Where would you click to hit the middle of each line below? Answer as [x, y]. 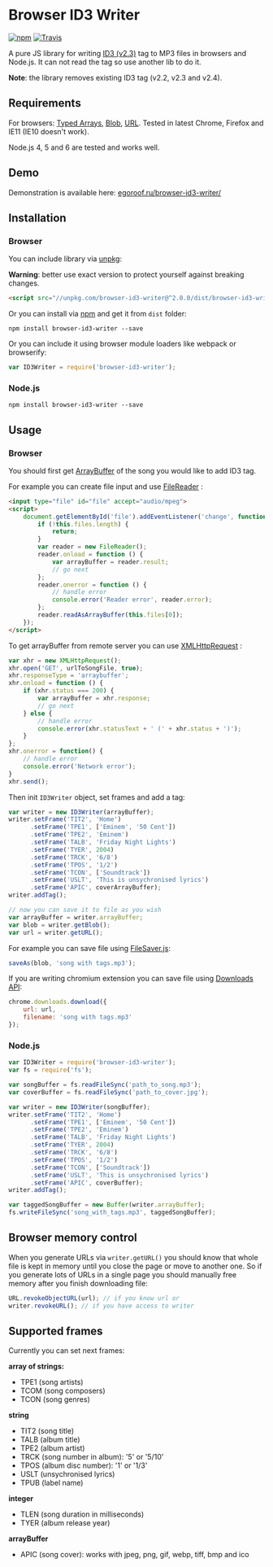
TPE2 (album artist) [52, 1448]
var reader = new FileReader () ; [93, 547]
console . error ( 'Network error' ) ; [80, 766]
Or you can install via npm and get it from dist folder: [97, 314]
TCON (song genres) [55, 1399]
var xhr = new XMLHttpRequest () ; [65, 661]
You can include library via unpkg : [65, 259]
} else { [38, 714]
